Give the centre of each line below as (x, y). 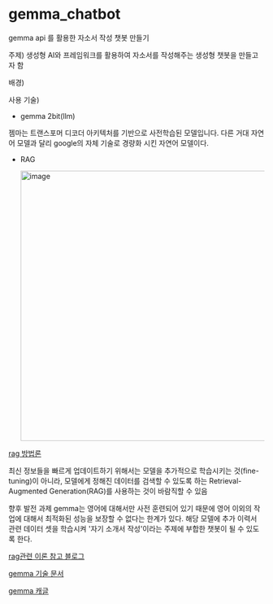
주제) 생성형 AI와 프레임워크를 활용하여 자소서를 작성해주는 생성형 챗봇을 (123, 55)
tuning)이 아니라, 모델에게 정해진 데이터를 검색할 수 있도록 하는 (108, 480)
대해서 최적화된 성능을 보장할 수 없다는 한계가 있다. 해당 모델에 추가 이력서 (140, 519)
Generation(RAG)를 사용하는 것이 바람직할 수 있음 (129, 491)
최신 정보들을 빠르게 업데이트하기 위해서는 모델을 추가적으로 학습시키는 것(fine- (134, 471)
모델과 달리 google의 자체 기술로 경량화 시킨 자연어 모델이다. (113, 142)
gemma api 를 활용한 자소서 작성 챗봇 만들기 (79, 37)
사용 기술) (24, 99)
